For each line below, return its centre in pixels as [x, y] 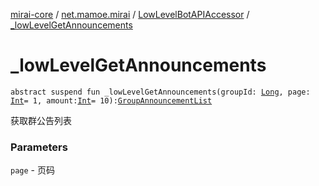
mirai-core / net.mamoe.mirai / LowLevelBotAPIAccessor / [130, 14]
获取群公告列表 [41, 120]
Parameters [39, 147]
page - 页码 [32, 170]
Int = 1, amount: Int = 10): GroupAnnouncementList [111, 100]
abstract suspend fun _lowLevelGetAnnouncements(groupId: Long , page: [160, 92]
